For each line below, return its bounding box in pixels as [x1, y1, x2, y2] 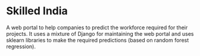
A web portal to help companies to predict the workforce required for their [6, 24, 188, 31]
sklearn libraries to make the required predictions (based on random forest [6, 36, 189, 43]
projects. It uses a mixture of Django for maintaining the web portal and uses [6, 30, 194, 37]
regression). [6, 43, 36, 50]
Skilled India [6, 4, 68, 18]
